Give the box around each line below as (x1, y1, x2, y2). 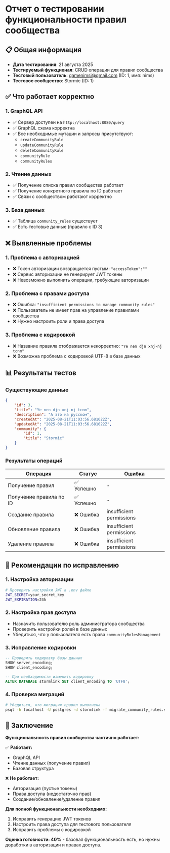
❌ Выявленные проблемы (5, 239, 92, 247)
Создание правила (8, 511, 54, 518)
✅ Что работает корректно (5, 92, 95, 101)
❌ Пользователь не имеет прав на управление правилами (12, 307, 139, 313)
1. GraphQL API (5, 108, 43, 115)
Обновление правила (8, 526, 61, 533)
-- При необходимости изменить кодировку (5, 674, 94, 679)
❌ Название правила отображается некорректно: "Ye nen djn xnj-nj (12, 343, 162, 349)
